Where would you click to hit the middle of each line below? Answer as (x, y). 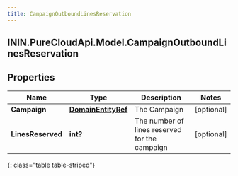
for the (146, 139)
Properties (31, 77)
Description (161, 98)
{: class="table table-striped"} (51, 165)
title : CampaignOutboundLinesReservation (69, 14)
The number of (159, 121)
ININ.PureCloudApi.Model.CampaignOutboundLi (117, 43)
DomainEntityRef (98, 109)
